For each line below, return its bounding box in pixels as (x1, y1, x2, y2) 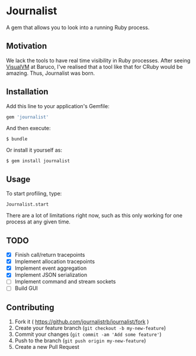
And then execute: (6, 125, 51, 132)
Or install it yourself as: (6, 147, 62, 154)
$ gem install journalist (6, 158, 70, 164)
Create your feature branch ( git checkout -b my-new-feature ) (14, 325, 166, 332)
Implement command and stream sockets (14, 278, 116, 285)
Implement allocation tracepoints (14, 258, 95, 265)
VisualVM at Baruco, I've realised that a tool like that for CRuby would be (6, 63, 183, 70)
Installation (6, 87, 49, 97)
